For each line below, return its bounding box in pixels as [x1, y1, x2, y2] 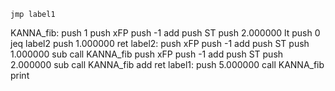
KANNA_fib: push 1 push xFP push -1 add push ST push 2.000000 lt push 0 [10, 27, 321, 39]
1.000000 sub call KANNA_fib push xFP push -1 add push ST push [10, 48, 284, 60]
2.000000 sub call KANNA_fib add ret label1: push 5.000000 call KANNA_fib [10, 59, 325, 70]
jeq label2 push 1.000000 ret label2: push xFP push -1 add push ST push [10, 38, 310, 49]
